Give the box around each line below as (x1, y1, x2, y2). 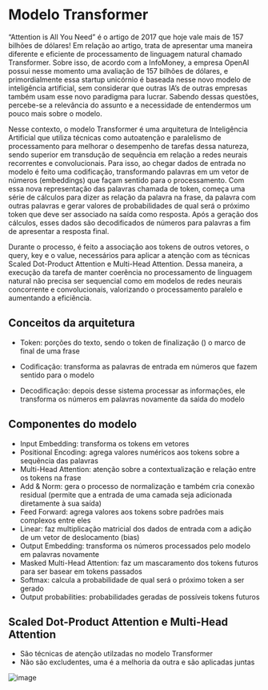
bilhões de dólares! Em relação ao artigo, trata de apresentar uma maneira (8, 40, 254, 50)
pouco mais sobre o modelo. (8, 108, 102, 118)
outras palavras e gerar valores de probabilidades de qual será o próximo (8, 200, 250, 210)
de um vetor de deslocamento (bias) (19, 532, 140, 542)
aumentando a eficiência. (8, 293, 92, 302)
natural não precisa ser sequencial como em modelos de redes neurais (8, 276, 242, 285)
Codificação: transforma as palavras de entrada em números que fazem (19, 361, 258, 371)
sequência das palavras (19, 455, 98, 466)
